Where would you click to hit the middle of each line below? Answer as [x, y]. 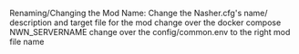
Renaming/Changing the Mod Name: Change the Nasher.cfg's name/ [139, 13]
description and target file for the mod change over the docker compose [145, 22]
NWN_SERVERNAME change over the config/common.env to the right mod [150, 32]
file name [27, 41]
